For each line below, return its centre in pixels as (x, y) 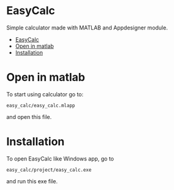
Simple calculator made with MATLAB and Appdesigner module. (87, 28)
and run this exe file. (32, 181)
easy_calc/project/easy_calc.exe (49, 170)
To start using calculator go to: (45, 94)
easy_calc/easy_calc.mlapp (41, 105)
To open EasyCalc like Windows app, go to (60, 158)
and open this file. (29, 116)
